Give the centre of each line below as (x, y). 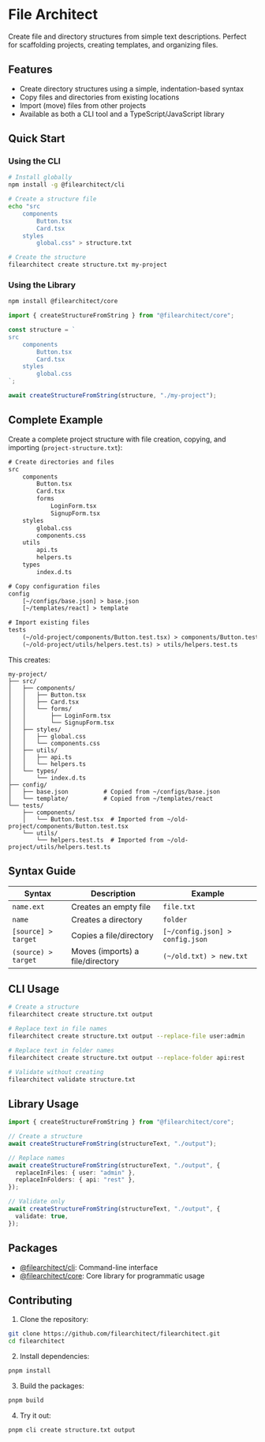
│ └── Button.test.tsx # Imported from (93, 819)
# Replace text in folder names (61, 1050)
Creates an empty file (111, 907)
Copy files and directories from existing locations (99, 97)
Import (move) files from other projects (83, 105)
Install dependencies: (54, 1357)
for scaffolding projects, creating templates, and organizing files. (113, 44)
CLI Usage (34, 989)
